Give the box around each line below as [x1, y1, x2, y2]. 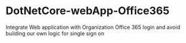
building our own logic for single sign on [5, 29, 105, 37]
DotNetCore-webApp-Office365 [5, 4, 170, 18]
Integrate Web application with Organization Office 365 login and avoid [5, 24, 181, 31]
